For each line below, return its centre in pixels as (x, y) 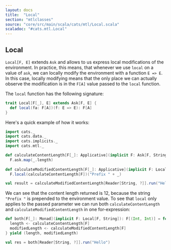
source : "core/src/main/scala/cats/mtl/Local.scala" (62, 24)
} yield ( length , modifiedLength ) (42, 233)
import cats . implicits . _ (32, 141)
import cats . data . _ (26, 137)
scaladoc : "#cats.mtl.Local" (36, 29)
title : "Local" (22, 15)
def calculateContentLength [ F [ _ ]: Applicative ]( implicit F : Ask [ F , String (86, 155)
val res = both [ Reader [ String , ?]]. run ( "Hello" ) (58, 242)
